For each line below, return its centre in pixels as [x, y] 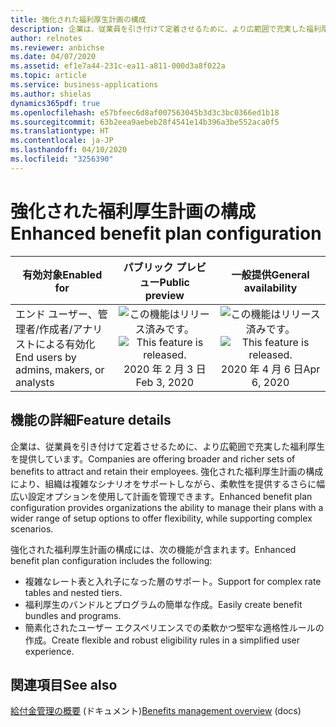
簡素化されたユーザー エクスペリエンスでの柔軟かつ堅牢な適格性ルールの [174, 627]
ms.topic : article [48, 76]
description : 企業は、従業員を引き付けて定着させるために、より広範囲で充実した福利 [166, 29]
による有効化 [65, 344]
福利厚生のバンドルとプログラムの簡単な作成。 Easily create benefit [163, 604]
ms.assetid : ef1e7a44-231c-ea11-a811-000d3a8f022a [118, 66]
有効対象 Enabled [62, 274]
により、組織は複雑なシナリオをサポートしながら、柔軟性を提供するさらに [163, 483]
